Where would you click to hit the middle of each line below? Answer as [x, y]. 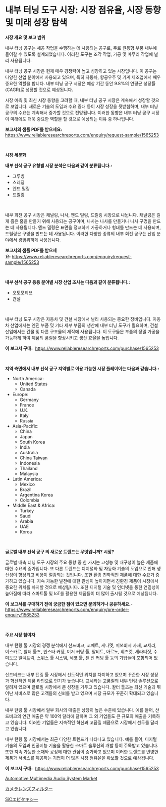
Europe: [20, 394]
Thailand [29, 468]
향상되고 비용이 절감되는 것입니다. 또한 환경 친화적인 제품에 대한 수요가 [86, 575]
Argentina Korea [36, 495]
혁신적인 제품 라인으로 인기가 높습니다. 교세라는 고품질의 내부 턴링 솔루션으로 [84, 681]
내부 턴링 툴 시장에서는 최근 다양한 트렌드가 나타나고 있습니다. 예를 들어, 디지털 [81, 739]
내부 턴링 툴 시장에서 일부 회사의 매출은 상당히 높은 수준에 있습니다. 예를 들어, [80, 710]
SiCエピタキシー [22, 799]
